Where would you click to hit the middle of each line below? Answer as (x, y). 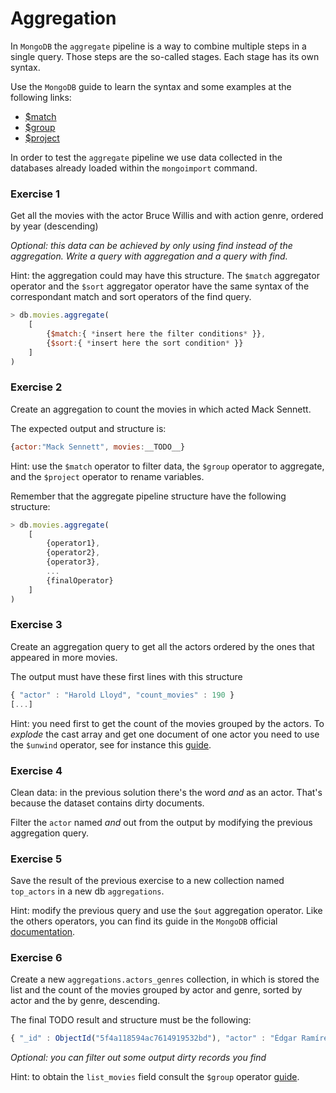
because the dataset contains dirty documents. (107, 803)
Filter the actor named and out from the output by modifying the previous (161, 822)
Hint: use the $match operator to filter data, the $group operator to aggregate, (167, 466)
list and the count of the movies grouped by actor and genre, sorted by (156, 990)
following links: (41, 97)
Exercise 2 (36, 387)
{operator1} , (73, 543)
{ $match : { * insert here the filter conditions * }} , (156, 333)
